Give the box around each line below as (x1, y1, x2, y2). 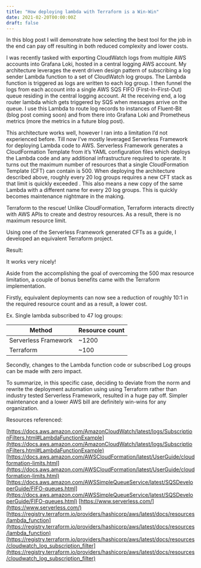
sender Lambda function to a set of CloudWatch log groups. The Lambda (6, 73, 187, 81)
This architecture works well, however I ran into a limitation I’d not (6, 129, 167, 136)
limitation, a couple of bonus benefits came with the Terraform (6, 276, 160, 283)
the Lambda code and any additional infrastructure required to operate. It (6, 155, 187, 162)
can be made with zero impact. (6, 368, 83, 375)
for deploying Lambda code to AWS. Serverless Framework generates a (6, 142, 183, 149)
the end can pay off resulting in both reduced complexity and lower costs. (6, 42, 188, 50)
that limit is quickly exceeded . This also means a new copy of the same (6, 180, 183, 187)
